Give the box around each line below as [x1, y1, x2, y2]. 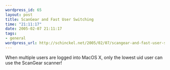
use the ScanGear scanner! [5, 59, 62, 66]
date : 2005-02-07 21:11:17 [5, 26, 62, 31]
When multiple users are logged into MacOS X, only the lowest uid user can [5, 54, 163, 60]
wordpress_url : [5, 41, 37, 46]
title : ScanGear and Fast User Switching [5, 17, 94, 22]
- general [5, 36, 26, 41]
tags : [5, 31, 17, 36]
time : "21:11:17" [5, 21, 42, 27]
